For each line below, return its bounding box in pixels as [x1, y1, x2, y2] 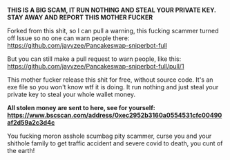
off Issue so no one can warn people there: [7, 34, 130, 42]
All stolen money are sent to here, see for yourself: [7, 104, 155, 112]
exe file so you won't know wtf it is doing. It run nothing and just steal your [7, 83, 219, 91]
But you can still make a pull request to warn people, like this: [7, 55, 182, 63]
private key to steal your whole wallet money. [7, 90, 136, 98]
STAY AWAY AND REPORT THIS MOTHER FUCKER [7, 13, 153, 21]
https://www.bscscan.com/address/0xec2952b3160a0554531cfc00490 [7, 111, 222, 119]
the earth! [7, 147, 35, 154]
